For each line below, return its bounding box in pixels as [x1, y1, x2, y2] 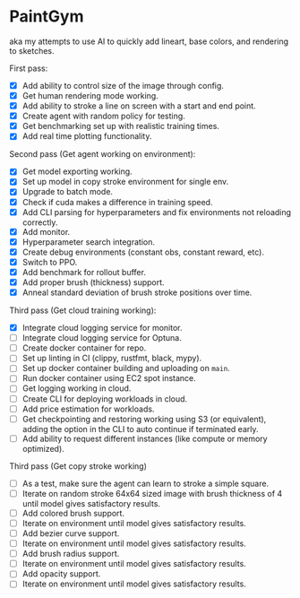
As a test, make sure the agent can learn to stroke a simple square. [21, 478, 270, 489]
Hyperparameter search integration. [21, 236, 155, 247]
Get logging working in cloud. [21, 383, 132, 394]
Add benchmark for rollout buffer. [21, 266, 146, 277]
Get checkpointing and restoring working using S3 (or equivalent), [21, 413, 267, 424]
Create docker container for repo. [21, 342, 147, 353]
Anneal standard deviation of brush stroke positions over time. [21, 287, 253, 298]
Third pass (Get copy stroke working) [9, 460, 148, 472]
